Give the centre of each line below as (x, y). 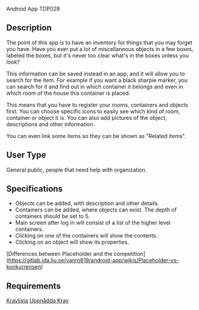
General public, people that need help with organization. (77, 170)
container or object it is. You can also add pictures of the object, (87, 117)
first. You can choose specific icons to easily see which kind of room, (93, 111)
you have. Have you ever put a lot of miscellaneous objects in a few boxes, (100, 49)
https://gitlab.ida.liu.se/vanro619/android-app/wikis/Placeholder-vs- (94, 260)
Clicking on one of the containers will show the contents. (86, 236)
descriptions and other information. (51, 124)
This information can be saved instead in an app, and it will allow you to (96, 74)
